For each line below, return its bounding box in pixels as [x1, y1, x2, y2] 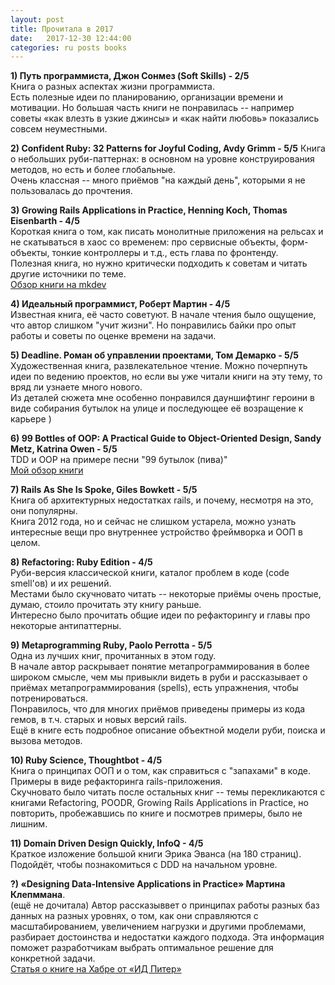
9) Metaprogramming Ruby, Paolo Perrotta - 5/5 [10, 639, 213, 651]
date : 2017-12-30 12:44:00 [10, 33, 132, 43]
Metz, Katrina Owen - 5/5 [10, 443, 118, 455]
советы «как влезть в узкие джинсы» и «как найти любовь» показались [10, 112, 320, 125]
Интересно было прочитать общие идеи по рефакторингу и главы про [10, 609, 311, 621]
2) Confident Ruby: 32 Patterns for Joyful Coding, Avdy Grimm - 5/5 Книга [10, 142, 326, 155]
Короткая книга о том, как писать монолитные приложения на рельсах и [10, 226, 324, 238]
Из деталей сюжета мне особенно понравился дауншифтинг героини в [10, 392, 315, 404]
